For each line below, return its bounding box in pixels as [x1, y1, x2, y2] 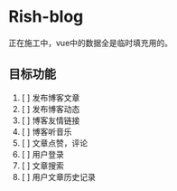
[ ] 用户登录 [21, 148, 64, 159]
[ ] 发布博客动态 [21, 103, 80, 114]
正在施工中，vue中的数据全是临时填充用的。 [8, 37, 173, 48]
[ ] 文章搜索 [21, 160, 64, 171]
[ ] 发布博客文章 [21, 92, 80, 103]
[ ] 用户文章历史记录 [21, 171, 96, 182]
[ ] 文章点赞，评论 [21, 138, 88, 148]
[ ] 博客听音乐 [21, 126, 72, 137]
